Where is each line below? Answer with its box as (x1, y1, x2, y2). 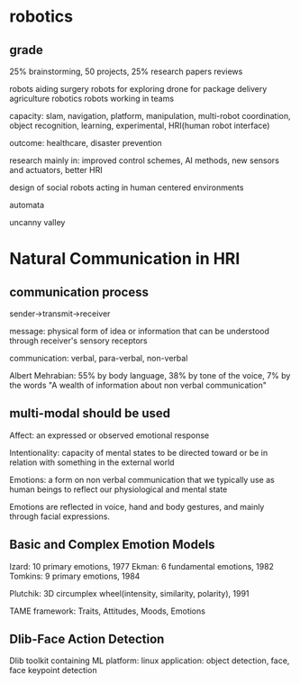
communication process (9, 284, 150, 299)
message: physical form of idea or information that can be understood (9, 326, 270, 336)
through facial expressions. (9, 511, 111, 522)
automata (9, 200, 45, 210)
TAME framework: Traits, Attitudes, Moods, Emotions (9, 606, 205, 616)
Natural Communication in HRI (9, 249, 241, 269)
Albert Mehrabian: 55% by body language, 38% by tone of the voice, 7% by (9, 370, 291, 380)
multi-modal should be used (9, 406, 171, 421)
